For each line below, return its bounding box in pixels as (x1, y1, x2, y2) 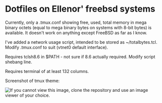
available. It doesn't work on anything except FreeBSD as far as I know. (5, 30, 147, 35)
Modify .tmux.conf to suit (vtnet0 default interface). (5, 44, 108, 50)
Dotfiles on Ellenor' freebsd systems (5, 3, 156, 15)
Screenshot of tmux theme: (5, 78, 60, 84)
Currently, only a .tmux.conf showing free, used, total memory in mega (5, 19, 147, 25)
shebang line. (5, 59, 33, 65)
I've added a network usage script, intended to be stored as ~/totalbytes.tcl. (5, 39, 158, 45)
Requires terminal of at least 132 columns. (5, 68, 89, 74)
